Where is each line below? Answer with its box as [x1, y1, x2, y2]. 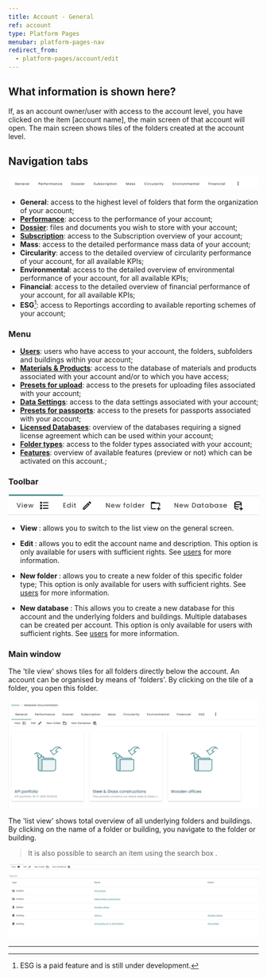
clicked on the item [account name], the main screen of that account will [8, 114, 245, 124]
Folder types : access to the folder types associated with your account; [19, 440, 253, 449]
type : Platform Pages [8, 29, 80, 37]
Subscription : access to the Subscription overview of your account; [19, 231, 243, 241]
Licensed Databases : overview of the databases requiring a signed [19, 422, 241, 433]
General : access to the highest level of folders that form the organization [19, 197, 258, 207]
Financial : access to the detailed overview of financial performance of [19, 282, 250, 292]
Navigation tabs [8, 155, 89, 169]
